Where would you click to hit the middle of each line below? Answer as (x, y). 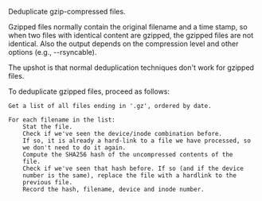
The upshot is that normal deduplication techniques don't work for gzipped (131, 68)
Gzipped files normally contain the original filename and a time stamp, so (128, 27)
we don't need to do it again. (74, 148)
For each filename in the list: (62, 120)
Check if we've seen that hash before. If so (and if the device (133, 168)
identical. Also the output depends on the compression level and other (123, 44)
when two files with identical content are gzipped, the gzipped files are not (131, 35)
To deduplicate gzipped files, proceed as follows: (89, 91)
